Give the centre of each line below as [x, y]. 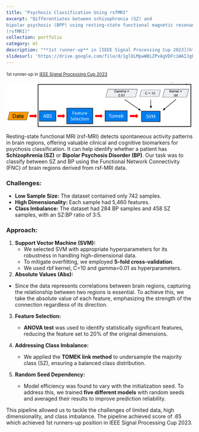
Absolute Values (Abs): [44, 275]
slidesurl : [20, 56]
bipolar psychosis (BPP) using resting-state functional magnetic [90, 25]
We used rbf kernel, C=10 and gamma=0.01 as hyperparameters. [102, 268]
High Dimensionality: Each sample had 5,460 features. [82, 202]
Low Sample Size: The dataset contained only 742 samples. [88, 196]
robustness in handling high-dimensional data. [80, 256]
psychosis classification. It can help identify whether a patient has [87, 149]
